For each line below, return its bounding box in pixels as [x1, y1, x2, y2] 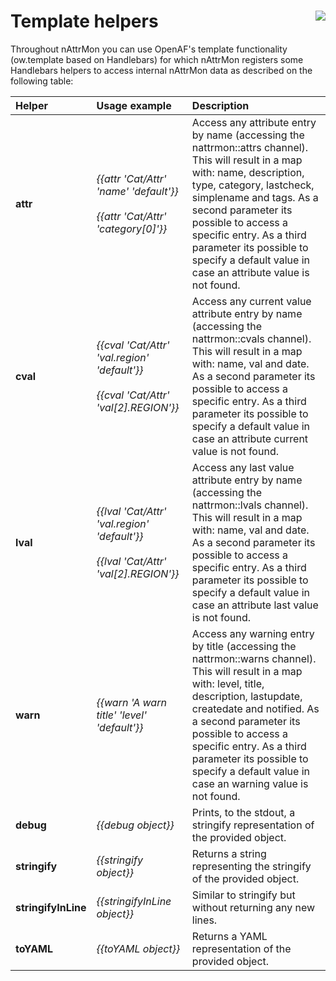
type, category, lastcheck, [191, 178, 315, 192]
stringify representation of [191, 818, 315, 832]
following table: [10, 75, 74, 87]
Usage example [96, 98, 172, 112]
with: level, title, [191, 676, 265, 690]
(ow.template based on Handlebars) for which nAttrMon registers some [10, 53, 304, 65]
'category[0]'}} [96, 221, 168, 235]
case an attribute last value [191, 598, 319, 612]
